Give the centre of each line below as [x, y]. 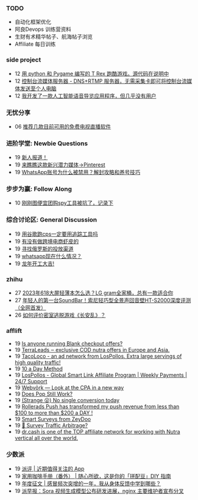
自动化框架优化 [33, 22]
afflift [14, 331]
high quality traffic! [38, 363]
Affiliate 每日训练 [35, 44]
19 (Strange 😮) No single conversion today [67, 400]
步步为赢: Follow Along [39, 189]
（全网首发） [30, 308]
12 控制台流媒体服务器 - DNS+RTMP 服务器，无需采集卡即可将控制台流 [101, 81]
